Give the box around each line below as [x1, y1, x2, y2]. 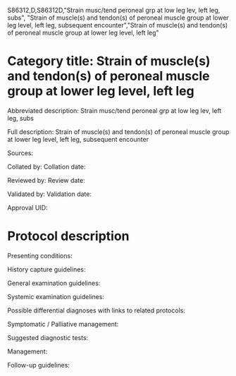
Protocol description [7, 229, 130, 244]
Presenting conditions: [7, 251, 73, 260]
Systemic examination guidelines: [7, 292, 104, 301]
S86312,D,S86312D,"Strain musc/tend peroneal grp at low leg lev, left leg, [7, 6, 221, 14]
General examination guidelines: [7, 279, 101, 287]
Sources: [7, 148, 34, 157]
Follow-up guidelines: [7, 360, 70, 369]
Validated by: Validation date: [7, 190, 92, 198]
